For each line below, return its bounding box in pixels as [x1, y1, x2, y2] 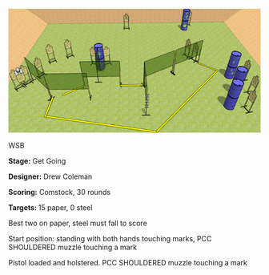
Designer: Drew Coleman [8, 172, 93, 181]
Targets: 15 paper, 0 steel [8, 203, 93, 212]
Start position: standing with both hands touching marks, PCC [8, 234, 212, 244]
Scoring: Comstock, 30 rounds [8, 188, 110, 197]
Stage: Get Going [8, 156, 66, 166]
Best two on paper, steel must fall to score [8, 218, 148, 228]
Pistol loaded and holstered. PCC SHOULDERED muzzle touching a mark [8, 258, 248, 268]
